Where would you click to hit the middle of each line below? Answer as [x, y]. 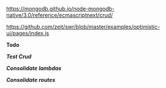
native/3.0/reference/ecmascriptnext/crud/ [60, 15]
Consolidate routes [31, 80]
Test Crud [19, 56]
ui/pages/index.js [28, 33]
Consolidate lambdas [34, 68]
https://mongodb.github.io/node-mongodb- [60, 9]
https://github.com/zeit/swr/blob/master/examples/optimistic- [83, 27]
